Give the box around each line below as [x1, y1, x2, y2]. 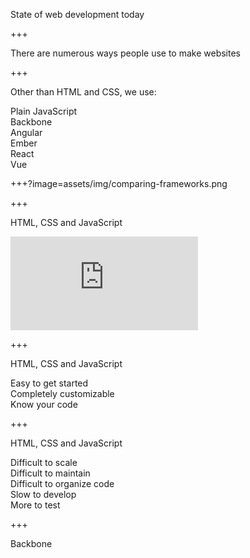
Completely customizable [10, 388, 115, 399]
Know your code [10, 399, 78, 410]
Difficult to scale [10, 457, 78, 468]
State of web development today [10, 9, 145, 20]
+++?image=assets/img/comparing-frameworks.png [10, 178, 228, 189]
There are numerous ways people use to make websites [10, 47, 241, 59]
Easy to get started [10, 377, 89, 389]
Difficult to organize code [10, 478, 115, 489]
